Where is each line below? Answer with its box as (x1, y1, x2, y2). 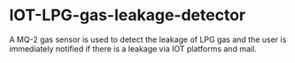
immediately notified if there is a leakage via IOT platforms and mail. (9, 43, 257, 53)
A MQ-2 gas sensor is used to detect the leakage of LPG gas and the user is (9, 34, 287, 45)
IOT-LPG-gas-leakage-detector (9, 5, 246, 25)
